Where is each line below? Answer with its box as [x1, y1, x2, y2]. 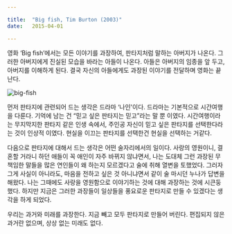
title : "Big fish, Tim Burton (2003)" [7, 16, 123, 23]
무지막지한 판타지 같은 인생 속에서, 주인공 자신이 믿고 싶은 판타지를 [14, 120, 194, 128]
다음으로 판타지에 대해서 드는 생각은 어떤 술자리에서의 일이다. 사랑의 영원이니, [7, 143, 216, 152]
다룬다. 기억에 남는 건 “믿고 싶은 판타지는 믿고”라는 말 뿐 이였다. [14, 111, 186, 120]
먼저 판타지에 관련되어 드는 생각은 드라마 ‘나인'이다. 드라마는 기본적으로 [7, 102, 199, 111]
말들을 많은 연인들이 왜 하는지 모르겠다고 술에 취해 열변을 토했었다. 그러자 [25, 161, 224, 169]
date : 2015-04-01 [7, 22, 64, 30]
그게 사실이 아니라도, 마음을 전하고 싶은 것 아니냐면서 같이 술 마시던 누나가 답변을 [7, 169, 225, 177]
